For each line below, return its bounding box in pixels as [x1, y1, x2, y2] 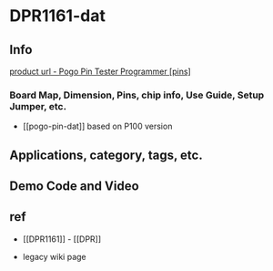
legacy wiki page [22, 251, 86, 262]
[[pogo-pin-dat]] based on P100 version [22, 120, 173, 132]
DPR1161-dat [9, 5, 106, 26]
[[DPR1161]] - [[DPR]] [22, 234, 102, 245]
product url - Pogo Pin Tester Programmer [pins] [9, 66, 191, 77]
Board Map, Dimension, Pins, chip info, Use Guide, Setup [9, 89, 265, 101]
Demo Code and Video [9, 179, 139, 194]
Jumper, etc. [9, 99, 66, 112]
